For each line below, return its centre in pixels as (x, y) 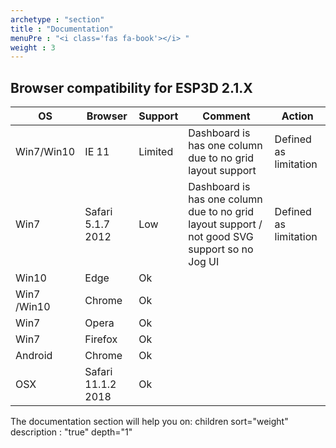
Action (297, 116)
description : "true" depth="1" (71, 432)
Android (34, 356)
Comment (226, 116)
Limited (156, 152)
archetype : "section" (57, 19)
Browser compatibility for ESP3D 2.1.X (131, 87)
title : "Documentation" (62, 29)
